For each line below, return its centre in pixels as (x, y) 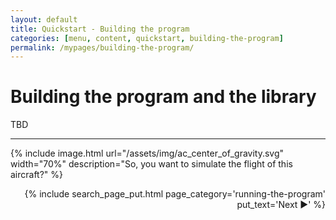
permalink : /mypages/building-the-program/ (102, 47)
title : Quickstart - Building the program (100, 29)
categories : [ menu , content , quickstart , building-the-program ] (147, 38)
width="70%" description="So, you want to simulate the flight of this (151, 164)
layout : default (44, 19)
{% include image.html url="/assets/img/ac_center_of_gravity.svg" (147, 153)
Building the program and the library (163, 97)
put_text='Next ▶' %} (281, 205)
